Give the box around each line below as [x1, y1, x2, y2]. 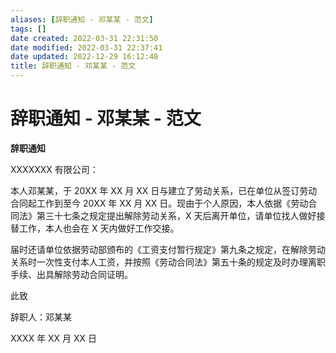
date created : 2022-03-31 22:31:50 [10, 33, 159, 43]
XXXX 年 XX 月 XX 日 [10, 332, 98, 344]
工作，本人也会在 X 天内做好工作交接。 [18, 222, 180, 234]
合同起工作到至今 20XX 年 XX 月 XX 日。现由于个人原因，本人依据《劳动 [10, 197, 309, 209]
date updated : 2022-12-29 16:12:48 [10, 52, 159, 62]
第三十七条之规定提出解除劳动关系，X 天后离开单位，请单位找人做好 [36, 209, 317, 221]
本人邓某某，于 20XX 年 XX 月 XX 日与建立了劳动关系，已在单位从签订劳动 [10, 184, 318, 196]
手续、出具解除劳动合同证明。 [10, 268, 133, 280]
